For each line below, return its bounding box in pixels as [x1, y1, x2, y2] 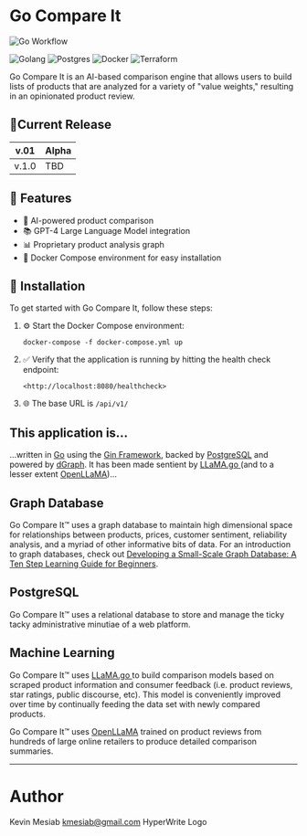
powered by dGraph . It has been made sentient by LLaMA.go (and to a [9, 459, 274, 471]
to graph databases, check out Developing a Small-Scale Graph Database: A [9, 549, 297, 559]
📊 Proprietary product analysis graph [22, 238, 164, 249]
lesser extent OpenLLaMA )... [9, 469, 117, 480]
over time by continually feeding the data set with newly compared [9, 698, 260, 709]
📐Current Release [9, 117, 112, 132]
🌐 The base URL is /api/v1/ [22, 398, 129, 409]
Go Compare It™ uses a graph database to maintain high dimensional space [9, 520, 293, 530]
